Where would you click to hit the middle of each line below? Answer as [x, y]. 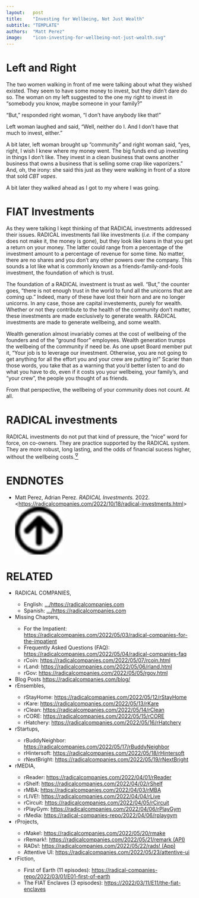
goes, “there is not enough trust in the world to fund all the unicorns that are [99, 290]
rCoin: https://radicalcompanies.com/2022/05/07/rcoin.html [97, 660]
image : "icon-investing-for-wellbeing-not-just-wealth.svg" [86, 38]
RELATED [30, 576]
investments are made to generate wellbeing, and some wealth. [84, 322]
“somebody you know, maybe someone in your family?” [74, 104]
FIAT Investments [50, 212]
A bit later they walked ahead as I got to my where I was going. [83, 188]
